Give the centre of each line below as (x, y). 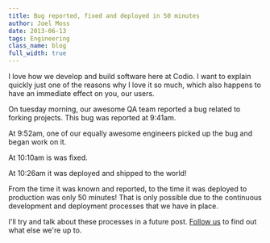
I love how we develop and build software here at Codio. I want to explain (130, 76)
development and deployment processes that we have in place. (114, 206)
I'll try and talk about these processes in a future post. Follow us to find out (133, 222)
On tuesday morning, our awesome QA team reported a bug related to (125, 109)
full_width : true (37, 53)
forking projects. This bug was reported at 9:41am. (92, 117)
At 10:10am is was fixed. (48, 157)
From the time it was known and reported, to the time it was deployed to (128, 189)
